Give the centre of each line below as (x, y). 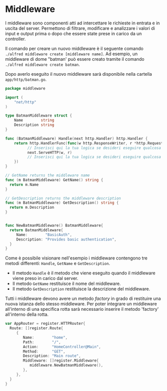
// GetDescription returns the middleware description (63, 198)
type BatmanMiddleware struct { (39, 116)
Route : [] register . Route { (37, 328)
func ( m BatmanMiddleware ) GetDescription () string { (62, 203)
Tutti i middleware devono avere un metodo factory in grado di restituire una (83, 299)
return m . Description (32, 208)
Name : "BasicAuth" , (44, 235)
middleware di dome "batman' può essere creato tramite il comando (75, 59)
